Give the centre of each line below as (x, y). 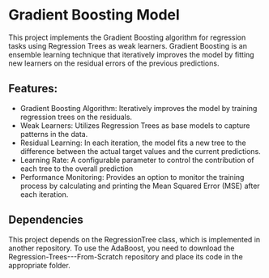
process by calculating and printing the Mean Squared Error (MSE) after (140, 186)
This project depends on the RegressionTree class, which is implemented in (134, 239)
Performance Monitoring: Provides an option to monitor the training (132, 177)
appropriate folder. (39, 265)
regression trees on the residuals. (76, 117)
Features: (33, 89)
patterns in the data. (54, 134)
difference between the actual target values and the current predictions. (140, 151)
